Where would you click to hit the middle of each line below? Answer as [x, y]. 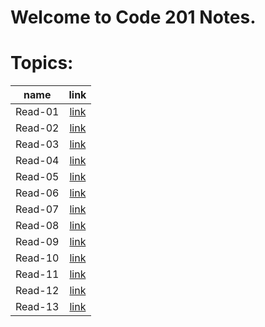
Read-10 [37, 258]
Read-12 [37, 291]
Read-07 [37, 209]
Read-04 [37, 161]
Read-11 [37, 274]
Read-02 [37, 128]
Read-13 [37, 307]
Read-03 [37, 144]
